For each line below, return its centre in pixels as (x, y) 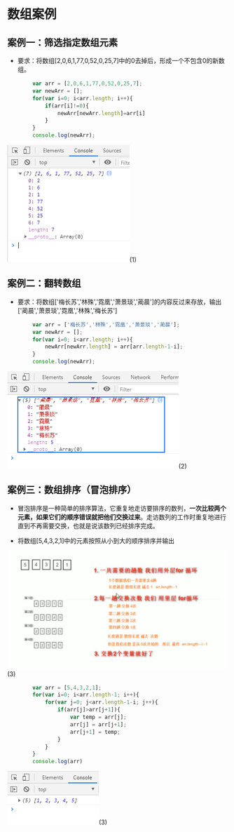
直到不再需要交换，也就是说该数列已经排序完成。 (88, 525)
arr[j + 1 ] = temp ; (95, 732)
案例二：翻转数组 (44, 284)
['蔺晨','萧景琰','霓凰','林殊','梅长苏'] (67, 310)
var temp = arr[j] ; (98, 717)
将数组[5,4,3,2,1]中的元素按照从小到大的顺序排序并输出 (96, 540)
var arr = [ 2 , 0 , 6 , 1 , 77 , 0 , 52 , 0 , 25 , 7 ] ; (88, 83)
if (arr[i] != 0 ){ (67, 106)
